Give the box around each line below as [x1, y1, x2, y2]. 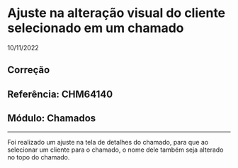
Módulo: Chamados [7, 112, 96, 125]
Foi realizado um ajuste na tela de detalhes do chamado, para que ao [7, 138, 209, 146]
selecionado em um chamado [7, 20, 184, 36]
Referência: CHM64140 [7, 88, 113, 100]
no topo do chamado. [7, 152, 70, 161]
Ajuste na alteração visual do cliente [7, 5, 226, 21]
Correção [7, 64, 50, 76]
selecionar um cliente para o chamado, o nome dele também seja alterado [7, 145, 224, 154]
